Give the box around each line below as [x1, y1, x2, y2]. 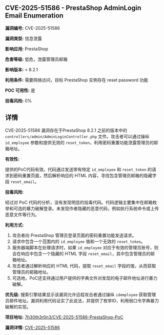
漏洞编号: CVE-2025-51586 [5, 25, 60, 31]
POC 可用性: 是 [5, 87, 36, 93]
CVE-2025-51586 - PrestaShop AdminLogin [5, 4, 142, 12]
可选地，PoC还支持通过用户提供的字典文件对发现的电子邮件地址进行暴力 [12, 275, 158, 281]
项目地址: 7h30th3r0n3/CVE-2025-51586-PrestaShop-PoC [5, 314, 123, 320]
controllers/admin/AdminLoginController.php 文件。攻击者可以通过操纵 [5, 133, 150, 139]
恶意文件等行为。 [5, 211, 40, 217]
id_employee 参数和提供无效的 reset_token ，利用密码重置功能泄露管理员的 [5, 139, 154, 146]
